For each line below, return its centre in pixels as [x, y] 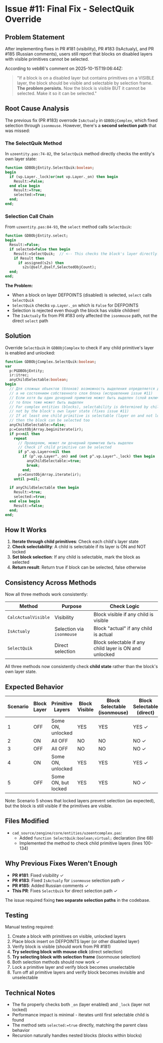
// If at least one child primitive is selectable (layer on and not [81, 416]
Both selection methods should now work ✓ [56, 962]
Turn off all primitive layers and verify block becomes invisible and [78, 972]
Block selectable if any [120, 642]
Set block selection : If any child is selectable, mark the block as [76, 557]
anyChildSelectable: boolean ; [39, 380]
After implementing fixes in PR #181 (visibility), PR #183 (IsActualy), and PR [80, 49]
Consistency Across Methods [51, 582]
